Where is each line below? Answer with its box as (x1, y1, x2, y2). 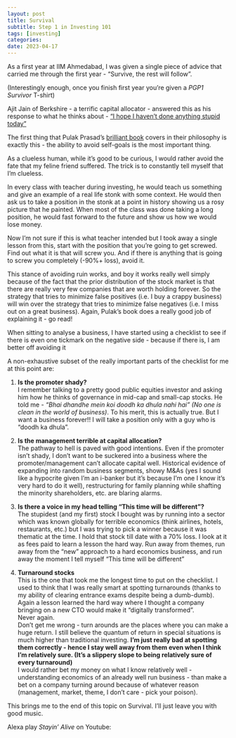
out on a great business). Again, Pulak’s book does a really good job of (7, 307, 212, 315)
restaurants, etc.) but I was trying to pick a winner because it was (17, 525, 207, 533)
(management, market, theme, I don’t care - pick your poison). (17, 688, 198, 696)
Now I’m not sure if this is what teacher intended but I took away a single (7, 234, 218, 242)
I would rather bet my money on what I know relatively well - (17, 666, 192, 674)
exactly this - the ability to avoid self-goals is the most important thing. (7, 141, 212, 148)
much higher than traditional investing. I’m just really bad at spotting (17, 636, 218, 644)
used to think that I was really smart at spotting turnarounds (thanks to (17, 583, 221, 592)
